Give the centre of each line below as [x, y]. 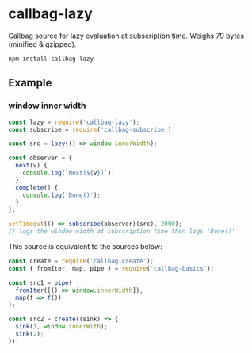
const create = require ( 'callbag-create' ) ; [81, 261]
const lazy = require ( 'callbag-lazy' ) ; [74, 122]
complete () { [37, 187]
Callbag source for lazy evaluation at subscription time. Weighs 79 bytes [126, 36]
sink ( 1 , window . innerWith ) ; [62, 327]
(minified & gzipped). [42, 44]
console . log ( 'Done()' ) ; [62, 195]
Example [30, 83]
